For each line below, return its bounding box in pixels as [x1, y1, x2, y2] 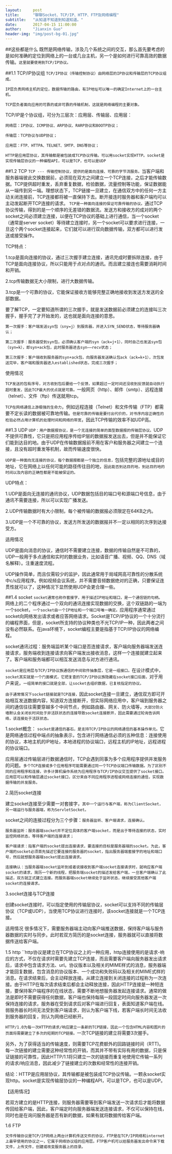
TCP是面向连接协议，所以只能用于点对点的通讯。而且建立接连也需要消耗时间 [5, 261, 167, 267]
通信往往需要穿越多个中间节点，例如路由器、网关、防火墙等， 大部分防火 [14, 704, 164, 710]
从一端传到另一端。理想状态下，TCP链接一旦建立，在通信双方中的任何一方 [5, 187, 162, 193]
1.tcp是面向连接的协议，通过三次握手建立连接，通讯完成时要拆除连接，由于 [5, 254, 163, 260]
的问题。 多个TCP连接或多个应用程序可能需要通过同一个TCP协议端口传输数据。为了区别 [5, 762, 163, 768]
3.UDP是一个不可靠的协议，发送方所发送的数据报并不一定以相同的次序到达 [5, 519, 162, 525]
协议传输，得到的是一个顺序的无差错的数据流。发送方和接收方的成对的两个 [5, 207, 162, 212]
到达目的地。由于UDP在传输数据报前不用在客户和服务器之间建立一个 [14, 439, 159, 446]
